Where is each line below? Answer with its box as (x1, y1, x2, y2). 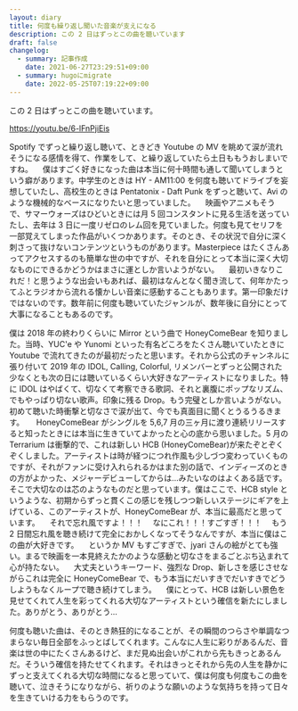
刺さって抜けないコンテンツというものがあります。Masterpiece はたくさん (9, 242, 282, 252)
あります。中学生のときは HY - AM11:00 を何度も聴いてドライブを (39, 175, 281, 186)
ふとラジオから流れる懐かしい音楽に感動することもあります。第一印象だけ (16, 286, 289, 297)
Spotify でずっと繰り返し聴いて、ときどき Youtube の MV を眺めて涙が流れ (9, 141, 284, 152)
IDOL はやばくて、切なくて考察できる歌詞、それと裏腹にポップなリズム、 (19, 383, 288, 393)
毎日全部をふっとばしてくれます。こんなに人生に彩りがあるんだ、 (39, 636, 281, 647)
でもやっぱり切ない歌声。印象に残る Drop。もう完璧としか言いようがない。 (9, 394, 286, 405)
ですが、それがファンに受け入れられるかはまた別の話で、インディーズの (9, 461, 273, 472)
